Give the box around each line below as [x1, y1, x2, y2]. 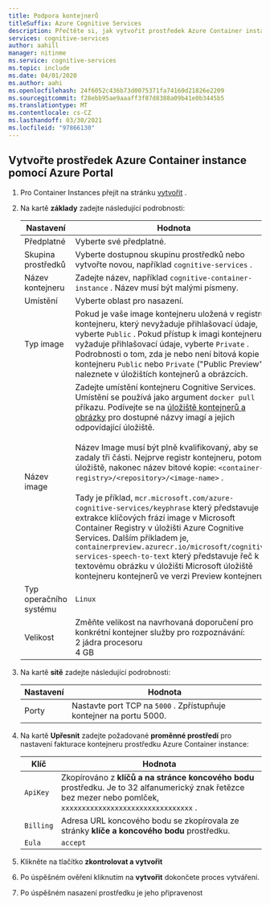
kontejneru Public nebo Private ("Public [75, 358, 227, 370]
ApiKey [23, 788, 50, 796]
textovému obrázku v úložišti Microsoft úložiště [75, 560, 253, 571]
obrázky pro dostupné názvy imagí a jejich [75, 412, 235, 423]
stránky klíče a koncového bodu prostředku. [61, 825, 231, 836]
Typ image [23, 338, 64, 350]
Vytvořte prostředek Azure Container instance [8, 154, 247, 167]
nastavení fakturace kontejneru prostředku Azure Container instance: [19, 739, 249, 748]
